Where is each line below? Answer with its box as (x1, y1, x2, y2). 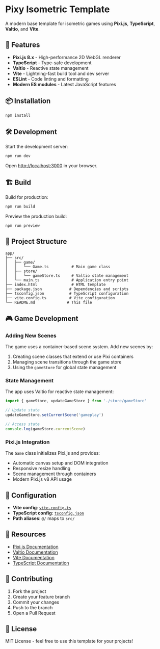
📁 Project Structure (5, 237, 67, 246)
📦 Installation (5, 97, 51, 106)
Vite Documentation (12, 554, 55, 560)
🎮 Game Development (5, 314, 78, 323)
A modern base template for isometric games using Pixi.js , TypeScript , (5, 20, 155, 27)
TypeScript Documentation (12, 560, 70, 566)
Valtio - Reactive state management (12, 65, 89, 71)
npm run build (5, 204, 36, 209)
